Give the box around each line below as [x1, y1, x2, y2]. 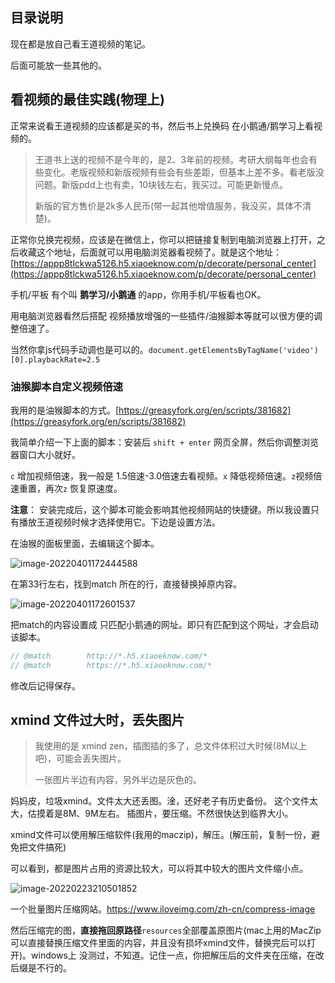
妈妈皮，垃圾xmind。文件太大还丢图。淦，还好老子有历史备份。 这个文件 [10, 795, 310, 807]
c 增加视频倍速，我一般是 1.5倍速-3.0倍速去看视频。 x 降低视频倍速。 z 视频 [10, 469, 314, 482]
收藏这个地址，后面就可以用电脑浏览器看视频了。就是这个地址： [18, 246, 282, 258]
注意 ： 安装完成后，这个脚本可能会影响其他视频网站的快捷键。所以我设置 [10, 503, 311, 515]
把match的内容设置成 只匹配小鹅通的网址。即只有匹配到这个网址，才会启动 [10, 618, 319, 630]
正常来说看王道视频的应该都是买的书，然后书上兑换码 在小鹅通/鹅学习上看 [10, 119, 314, 132]
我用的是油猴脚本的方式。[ [10, 404, 120, 416]
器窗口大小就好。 [10, 448, 81, 460]
